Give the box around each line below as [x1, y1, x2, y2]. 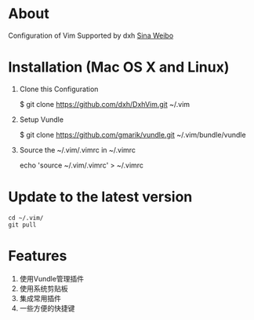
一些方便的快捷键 [19, 303, 75, 313]
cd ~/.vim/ [8, 214, 44, 222]
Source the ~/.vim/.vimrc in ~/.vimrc [19, 145, 136, 154]
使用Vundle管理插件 [19, 274, 85, 283]
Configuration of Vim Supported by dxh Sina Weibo [8, 31, 174, 40]
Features [8, 247, 67, 264]
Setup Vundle [19, 115, 64, 124]
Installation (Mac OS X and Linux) [8, 58, 230, 76]
